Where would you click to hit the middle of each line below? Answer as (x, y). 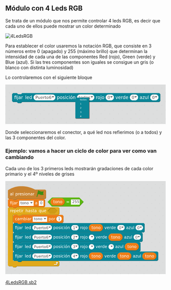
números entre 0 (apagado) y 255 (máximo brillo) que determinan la (76, 51)
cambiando (20, 157)
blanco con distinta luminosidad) (39, 67)
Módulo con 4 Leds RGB (44, 8)
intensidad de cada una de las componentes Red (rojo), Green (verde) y (80, 57)
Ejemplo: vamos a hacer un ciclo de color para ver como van (81, 151)
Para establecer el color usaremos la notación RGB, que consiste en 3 (78, 46)
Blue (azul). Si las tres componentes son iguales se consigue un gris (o (80, 62)
